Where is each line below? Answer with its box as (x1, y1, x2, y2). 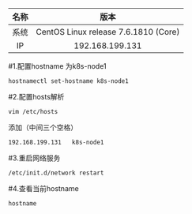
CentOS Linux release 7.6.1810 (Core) (36, 27, 180, 37)
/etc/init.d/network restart (8, 169, 104, 177)
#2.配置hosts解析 (8, 92, 65, 101)
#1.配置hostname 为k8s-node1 (8, 62, 107, 70)
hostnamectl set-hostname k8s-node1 (8, 77, 129, 85)
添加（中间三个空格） (8, 122, 77, 132)
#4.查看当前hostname (8, 184, 79, 193)
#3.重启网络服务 (8, 153, 61, 163)
